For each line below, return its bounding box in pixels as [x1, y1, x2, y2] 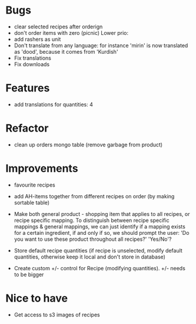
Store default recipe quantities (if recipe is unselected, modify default [14, 247, 183, 254]
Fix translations [14, 54, 51, 61]
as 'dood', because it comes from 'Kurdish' [14, 48, 118, 55]
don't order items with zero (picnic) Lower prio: [14, 29, 129, 36]
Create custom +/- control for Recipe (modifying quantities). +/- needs [14, 264, 186, 271]
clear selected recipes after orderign [14, 23, 103, 30]
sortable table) [14, 199, 50, 206]
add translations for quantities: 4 [14, 101, 94, 108]
